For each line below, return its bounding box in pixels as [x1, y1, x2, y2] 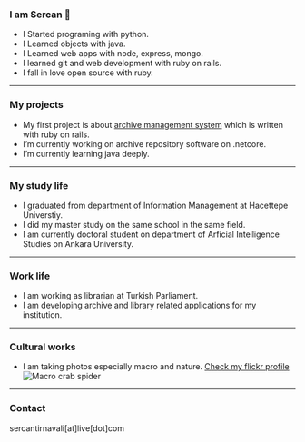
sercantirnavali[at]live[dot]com [9, 422, 125, 434]
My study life [9, 179, 69, 192]
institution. [22, 309, 63, 320]
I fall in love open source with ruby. [22, 67, 154, 78]
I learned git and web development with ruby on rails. [22, 58, 222, 69]
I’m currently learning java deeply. [22, 148, 150, 159]
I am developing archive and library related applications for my [22, 300, 257, 311]
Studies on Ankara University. [22, 238, 134, 249]
